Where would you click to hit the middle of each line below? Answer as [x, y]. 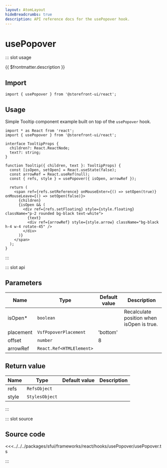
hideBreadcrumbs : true [29, 14]
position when [140, 318]
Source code [25, 434]
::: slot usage [18, 57]
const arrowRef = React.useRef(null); [50, 174]
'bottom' [108, 332]
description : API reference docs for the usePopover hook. [68, 19]
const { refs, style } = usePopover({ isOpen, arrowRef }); [73, 178]
